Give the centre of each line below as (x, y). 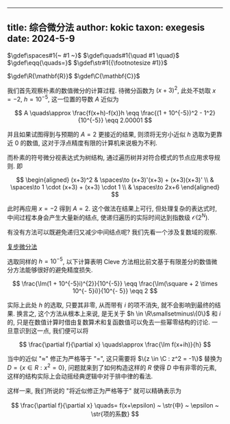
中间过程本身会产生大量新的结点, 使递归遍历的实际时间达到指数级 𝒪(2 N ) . (108, 217)
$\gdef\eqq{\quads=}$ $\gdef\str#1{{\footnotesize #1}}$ (87, 62)
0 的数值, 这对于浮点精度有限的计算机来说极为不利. (86, 143)
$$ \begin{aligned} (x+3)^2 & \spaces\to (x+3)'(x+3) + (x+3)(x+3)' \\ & (115, 180)
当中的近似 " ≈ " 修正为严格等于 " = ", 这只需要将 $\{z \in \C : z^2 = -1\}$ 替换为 (115, 359)
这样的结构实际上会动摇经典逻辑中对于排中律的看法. (80, 376)
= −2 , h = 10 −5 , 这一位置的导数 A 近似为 (63, 99)
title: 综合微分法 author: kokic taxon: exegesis (106, 28)
